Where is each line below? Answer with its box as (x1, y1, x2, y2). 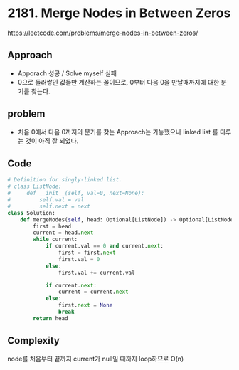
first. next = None (58, 302, 113, 309)
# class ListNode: (7, 183, 62, 190)
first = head (33, 223, 72, 230)
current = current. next (58, 288, 129, 296)
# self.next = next (7, 203, 91, 210)
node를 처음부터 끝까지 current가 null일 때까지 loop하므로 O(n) (7, 354, 184, 363)
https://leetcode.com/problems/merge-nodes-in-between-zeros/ (7, 28, 198, 37)
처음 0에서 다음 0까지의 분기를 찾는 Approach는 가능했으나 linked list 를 (17, 127, 218, 136)
